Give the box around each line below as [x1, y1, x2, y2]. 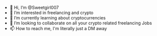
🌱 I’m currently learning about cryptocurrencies [9, 15, 106, 20]
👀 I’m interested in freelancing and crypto [9, 10, 94, 16]
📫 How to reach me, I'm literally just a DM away [9, 26, 107, 31]
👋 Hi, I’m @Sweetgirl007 [9, 5, 59, 10]
